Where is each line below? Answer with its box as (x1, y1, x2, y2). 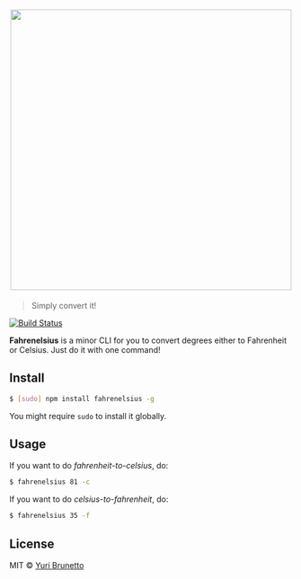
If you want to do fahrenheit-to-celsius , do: (9, 461, 169, 471)
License (9, 536, 55, 551)
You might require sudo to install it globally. (9, 410, 167, 421)
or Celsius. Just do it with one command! (9, 344, 161, 355)
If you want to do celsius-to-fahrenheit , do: (9, 494, 169, 504)
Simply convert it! (31, 300, 97, 311)
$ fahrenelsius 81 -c (9, 478, 91, 487)
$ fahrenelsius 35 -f (9, 512, 91, 521)
